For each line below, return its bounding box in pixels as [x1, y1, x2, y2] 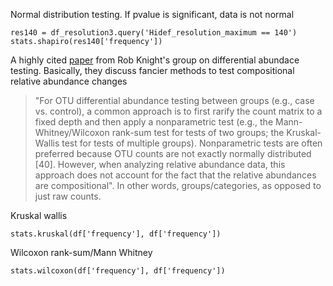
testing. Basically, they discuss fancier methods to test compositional [10, 65, 295, 76]
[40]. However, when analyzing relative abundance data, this [34, 159, 286, 170]
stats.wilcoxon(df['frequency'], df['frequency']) [10, 266, 226, 276]
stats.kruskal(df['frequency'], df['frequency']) [10, 229, 222, 239]
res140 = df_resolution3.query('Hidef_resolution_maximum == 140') [10, 28, 298, 38]
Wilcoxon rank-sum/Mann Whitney [10, 247, 153, 258]
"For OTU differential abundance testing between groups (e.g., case [34, 95, 315, 106]
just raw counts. [34, 190, 102, 202]
